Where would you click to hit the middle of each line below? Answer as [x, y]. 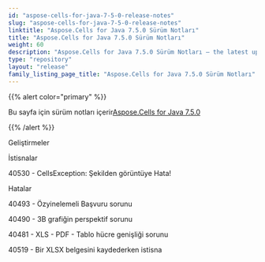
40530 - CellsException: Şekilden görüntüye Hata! [90, 173]
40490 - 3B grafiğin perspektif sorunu [70, 219]
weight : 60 [26, 45]
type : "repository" [40, 60]
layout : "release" [38, 67]
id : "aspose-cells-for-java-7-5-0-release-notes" [91, 15]
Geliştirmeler [29, 142]
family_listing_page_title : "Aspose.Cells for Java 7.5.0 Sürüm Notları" [132, 74]
